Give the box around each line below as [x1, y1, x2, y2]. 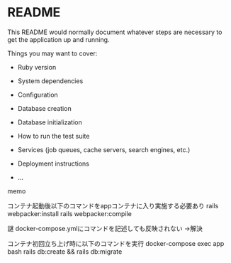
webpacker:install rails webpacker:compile [7, 209, 133, 218]
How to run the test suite [17, 131, 90, 140]
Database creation [17, 104, 72, 112]
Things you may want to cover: [7, 49, 98, 58]
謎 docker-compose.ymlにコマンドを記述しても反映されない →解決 [7, 224, 203, 232]
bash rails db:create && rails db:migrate [7, 247, 123, 256]
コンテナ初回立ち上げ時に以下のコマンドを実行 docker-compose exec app [7, 239, 225, 247]
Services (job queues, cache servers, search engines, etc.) [17, 145, 191, 154]
